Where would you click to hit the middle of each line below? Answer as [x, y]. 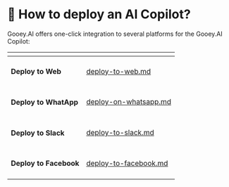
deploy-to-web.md [119, 71]
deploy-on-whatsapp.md [129, 102]
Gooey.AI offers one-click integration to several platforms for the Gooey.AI [115, 34]
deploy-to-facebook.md [127, 163]
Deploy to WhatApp [45, 102]
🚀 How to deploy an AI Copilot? [99, 14]
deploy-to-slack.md [120, 133]
